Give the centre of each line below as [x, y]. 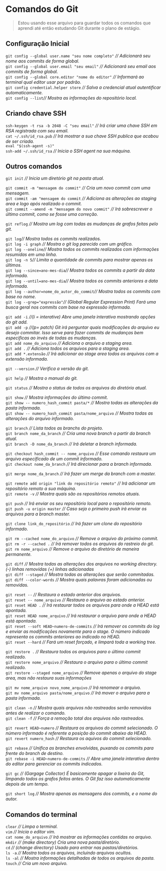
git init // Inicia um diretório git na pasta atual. [55, 178]
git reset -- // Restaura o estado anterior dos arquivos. [63, 595]
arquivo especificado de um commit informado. [54, 459]
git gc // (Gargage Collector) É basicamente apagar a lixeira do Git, [75, 774]
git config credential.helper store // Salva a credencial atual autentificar [83, 87]
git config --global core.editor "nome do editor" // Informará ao [75, 77]
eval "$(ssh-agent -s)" [30, 146]
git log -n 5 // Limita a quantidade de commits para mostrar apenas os [79, 260]
